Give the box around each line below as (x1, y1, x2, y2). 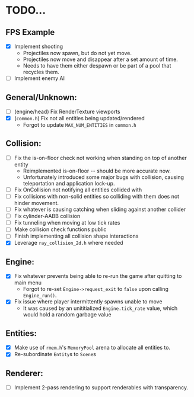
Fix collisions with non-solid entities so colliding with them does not (14, 193, 179, 200)
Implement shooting (14, 43, 63, 50)
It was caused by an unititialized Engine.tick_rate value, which (23, 305, 178, 312)
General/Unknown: (5, 92, 78, 103)
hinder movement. (14, 200, 59, 207)
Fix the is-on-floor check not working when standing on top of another (14, 154, 187, 161)
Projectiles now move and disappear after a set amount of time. (23, 56, 179, 63)
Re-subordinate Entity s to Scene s (14, 351, 96, 358)
